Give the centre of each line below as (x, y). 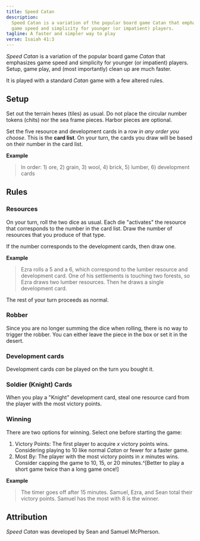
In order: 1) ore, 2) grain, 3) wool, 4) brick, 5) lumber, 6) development (105, 167)
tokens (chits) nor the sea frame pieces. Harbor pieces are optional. (89, 120)
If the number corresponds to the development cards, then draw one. (91, 246)
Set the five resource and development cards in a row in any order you (93, 131)
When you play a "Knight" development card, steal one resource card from (98, 398)
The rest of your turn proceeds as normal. (57, 300)
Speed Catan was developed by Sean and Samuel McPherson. (83, 531)
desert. (15, 340)
